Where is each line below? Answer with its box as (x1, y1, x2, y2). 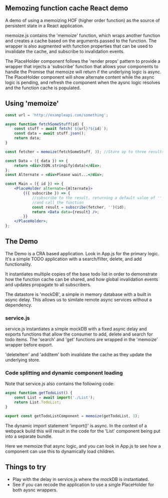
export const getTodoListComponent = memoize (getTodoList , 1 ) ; (5, 413, 140, 418)
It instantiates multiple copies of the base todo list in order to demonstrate (5, 271, 157, 277)
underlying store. (5, 357, 40, 363)
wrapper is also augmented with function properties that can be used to (5, 43, 153, 49)
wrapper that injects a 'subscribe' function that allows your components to (5, 63, 158, 69)
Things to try (5, 463, 46, 471)
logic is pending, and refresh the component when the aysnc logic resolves (5, 79, 160, 85)
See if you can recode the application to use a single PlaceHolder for (12, 481, 154, 487)
